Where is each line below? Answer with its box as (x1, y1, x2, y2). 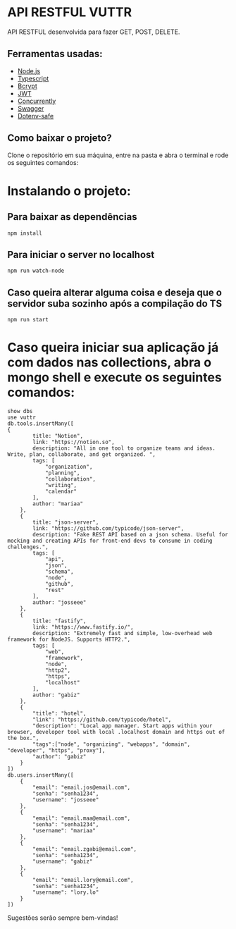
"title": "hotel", (32, 710, 87, 718)
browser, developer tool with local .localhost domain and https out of (7, 729, 225, 736)
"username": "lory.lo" (32, 889, 99, 896)
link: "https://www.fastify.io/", (32, 624, 134, 631)
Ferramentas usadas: (7, 48, 104, 60)
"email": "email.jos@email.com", (32, 784, 131, 792)
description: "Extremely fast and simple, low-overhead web (32, 630, 213, 637)
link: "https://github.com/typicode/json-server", (32, 525, 185, 532)
